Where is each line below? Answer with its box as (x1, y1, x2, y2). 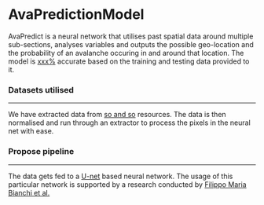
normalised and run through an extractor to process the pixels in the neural (8, 118, 251, 127)
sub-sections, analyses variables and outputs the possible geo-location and (8, 39, 254, 49)
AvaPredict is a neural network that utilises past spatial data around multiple (8, 31, 254, 41)
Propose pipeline (8, 146, 75, 157)
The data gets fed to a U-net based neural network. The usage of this (8, 171, 233, 181)
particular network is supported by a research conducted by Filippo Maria (8, 179, 247, 189)
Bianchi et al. (8, 188, 50, 197)
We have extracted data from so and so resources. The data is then (8, 110, 226, 119)
